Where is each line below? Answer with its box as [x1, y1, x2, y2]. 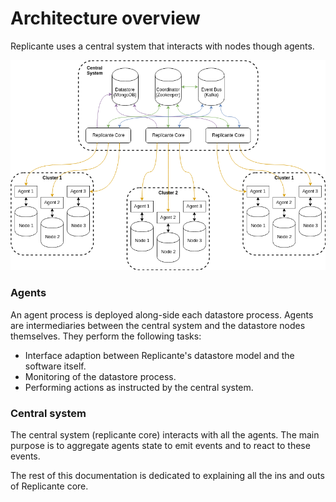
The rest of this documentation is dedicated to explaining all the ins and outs [10, 469, 325, 481]
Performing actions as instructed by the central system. [24, 381, 254, 393]
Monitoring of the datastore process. [24, 370, 177, 382]
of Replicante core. [10, 480, 89, 492]
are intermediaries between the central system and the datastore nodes [10, 319, 306, 331]
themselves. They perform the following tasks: [10, 330, 202, 342]
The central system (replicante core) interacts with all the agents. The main [10, 428, 320, 441]
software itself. [24, 360, 87, 372]
